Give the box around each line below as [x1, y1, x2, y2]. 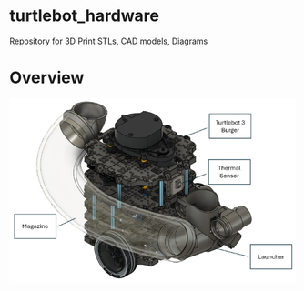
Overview [9, 67, 85, 88]
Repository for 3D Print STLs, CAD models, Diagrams [9, 35, 208, 46]
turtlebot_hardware [9, 5, 160, 26]
